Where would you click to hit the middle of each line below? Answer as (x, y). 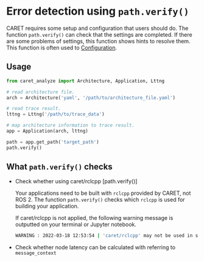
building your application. (47, 206)
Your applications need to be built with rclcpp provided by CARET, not (103, 193)
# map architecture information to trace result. (71, 126)
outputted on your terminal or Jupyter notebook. (76, 225)
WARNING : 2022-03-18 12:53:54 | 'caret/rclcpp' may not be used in (104, 236)
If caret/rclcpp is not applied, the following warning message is (94, 218)
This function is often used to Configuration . (62, 48)
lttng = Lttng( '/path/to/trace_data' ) (55, 114)
